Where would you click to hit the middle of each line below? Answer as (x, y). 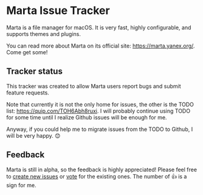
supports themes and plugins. (43, 34)
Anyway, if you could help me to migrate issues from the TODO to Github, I (100, 129)
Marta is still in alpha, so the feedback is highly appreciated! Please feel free (102, 169)
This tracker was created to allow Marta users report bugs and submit (94, 86)
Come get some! (27, 52)
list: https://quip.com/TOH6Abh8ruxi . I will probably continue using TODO (98, 111)
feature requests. (28, 93)
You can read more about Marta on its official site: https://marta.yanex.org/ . (101, 46)
